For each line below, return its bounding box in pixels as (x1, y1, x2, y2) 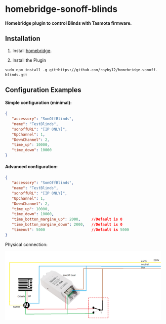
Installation (5, 35, 41, 43)
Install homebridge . (12, 47, 52, 53)
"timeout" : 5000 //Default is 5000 (11, 228, 129, 232)
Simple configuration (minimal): (5, 99, 72, 105)
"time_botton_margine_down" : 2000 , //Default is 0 (11, 222, 123, 227)
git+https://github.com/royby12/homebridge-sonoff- (49, 67, 158, 72)
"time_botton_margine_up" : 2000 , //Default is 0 (11, 217, 123, 222)
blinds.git (5, 72, 28, 77)
